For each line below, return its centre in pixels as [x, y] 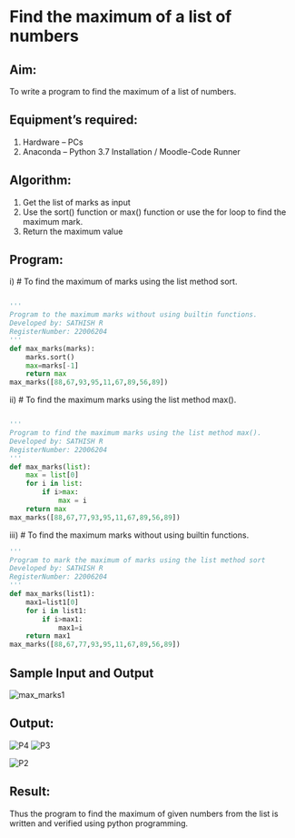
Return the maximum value [73, 231]
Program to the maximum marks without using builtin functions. [133, 315]
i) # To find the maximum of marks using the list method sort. [123, 282]
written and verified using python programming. [99, 823]
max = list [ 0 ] [52, 475]
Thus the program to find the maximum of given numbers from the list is [144, 813]
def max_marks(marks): [52, 348]
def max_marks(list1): [52, 594]
